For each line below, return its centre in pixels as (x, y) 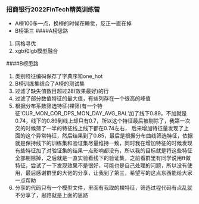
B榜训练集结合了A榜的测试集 (50, 84)
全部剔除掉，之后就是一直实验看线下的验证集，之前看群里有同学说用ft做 (103, 158)
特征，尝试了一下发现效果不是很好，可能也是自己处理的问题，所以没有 (101, 165)
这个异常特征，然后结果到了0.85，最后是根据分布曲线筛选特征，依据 (109, 136)
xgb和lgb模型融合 (36, 51)
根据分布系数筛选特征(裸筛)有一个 (56, 106)
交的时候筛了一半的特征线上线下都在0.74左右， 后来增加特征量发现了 (99, 128)
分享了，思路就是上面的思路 (54, 195)
